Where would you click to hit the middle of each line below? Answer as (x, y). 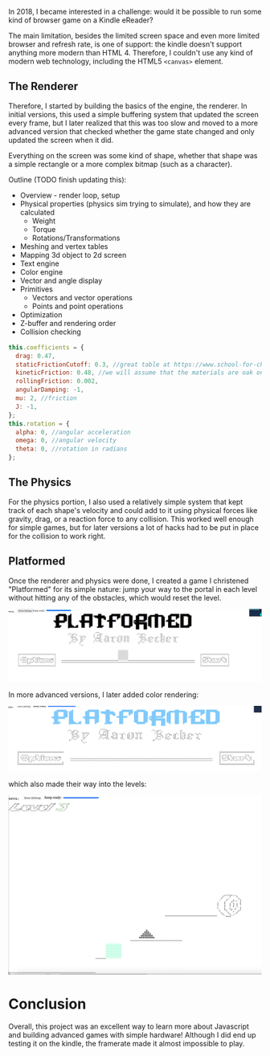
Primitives (37, 289)
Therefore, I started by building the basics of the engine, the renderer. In (128, 106)
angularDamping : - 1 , (50, 390)
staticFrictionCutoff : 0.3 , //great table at (93, 365)
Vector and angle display (61, 280)
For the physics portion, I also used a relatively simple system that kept (126, 502)
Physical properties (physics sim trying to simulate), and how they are (135, 203)
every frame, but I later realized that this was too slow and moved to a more (133, 123)
